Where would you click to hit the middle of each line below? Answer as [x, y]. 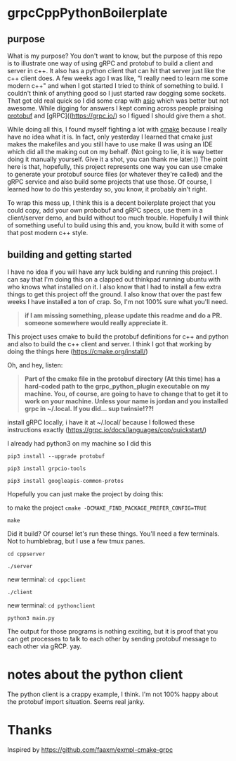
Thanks [30, 730]
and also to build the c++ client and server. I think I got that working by [110, 344]
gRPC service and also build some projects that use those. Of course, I [110, 182]
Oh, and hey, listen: [35, 365]
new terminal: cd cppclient [47, 579]
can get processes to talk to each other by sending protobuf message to [112, 639]
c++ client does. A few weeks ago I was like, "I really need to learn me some [118, 78]
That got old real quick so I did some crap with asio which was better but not [118, 101]
